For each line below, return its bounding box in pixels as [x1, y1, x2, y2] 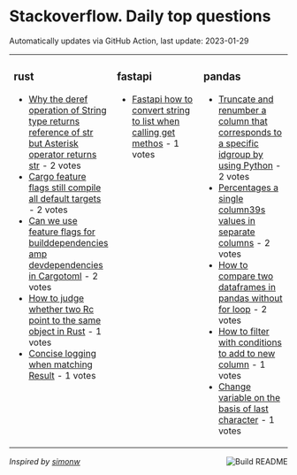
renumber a [217, 103, 267, 116]
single [217, 192, 244, 204]
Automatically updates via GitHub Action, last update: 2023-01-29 [9, 35, 249, 46]
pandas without [217, 292, 283, 304]
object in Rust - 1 [28, 325, 102, 337]
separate [217, 226, 255, 238]
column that [217, 115, 268, 127]
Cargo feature [28, 170, 87, 182]
